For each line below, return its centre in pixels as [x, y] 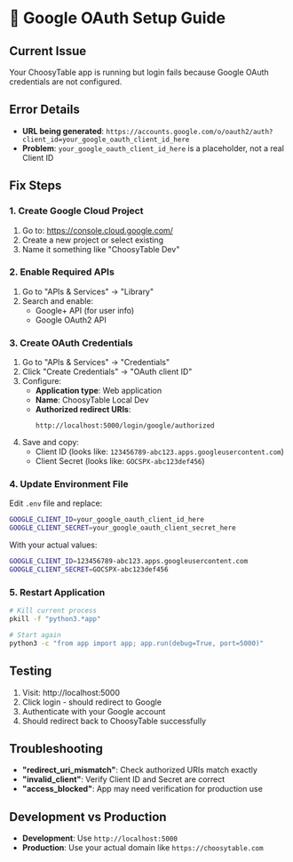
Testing [31, 671]
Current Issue [48, 51]
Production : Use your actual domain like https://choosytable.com [143, 848]
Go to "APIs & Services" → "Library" [88, 291]
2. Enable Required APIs [62, 272]
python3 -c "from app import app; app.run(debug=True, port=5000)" [137, 643]
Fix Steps [36, 186]
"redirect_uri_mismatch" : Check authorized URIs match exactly [139, 770]
